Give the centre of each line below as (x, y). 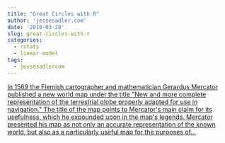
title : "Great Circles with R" (53, 14)
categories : (25, 40)
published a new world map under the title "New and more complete (107, 94)
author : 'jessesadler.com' (47, 21)
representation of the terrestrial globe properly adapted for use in (103, 102)
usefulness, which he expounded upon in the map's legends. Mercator (110, 117)
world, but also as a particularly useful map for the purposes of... (102, 132)
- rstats (27, 47)
